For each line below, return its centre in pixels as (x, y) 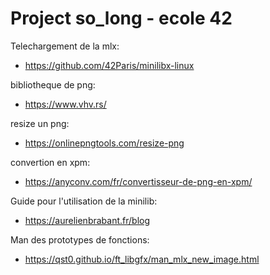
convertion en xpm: (50, 162)
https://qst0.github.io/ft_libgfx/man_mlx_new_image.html (142, 259)
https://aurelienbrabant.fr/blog (87, 220)
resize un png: (40, 123)
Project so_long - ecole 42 (121, 18)
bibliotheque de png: (53, 84)
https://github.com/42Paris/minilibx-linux (109, 65)
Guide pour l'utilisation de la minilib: (84, 201)
